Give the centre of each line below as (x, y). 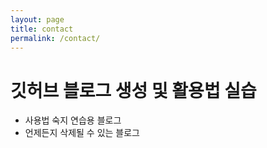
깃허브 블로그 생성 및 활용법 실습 (133, 90)
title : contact (42, 29)
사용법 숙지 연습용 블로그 (73, 120)
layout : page (37, 19)
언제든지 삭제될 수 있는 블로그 (82, 133)
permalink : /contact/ (55, 38)
